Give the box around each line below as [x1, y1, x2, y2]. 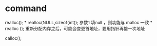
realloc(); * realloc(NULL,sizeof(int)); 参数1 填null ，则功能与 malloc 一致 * [5, 19, 153, 25]
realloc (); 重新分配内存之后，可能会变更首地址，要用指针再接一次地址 [5, 25, 145, 31]
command [5, 3, 47, 14]
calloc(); [5, 35, 22, 41]
